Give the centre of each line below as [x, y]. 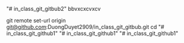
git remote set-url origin [36, 20]
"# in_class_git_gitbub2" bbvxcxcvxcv [54, 9]
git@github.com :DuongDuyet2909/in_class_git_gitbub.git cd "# [85, 27]
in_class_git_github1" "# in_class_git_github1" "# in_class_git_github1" [92, 33]
